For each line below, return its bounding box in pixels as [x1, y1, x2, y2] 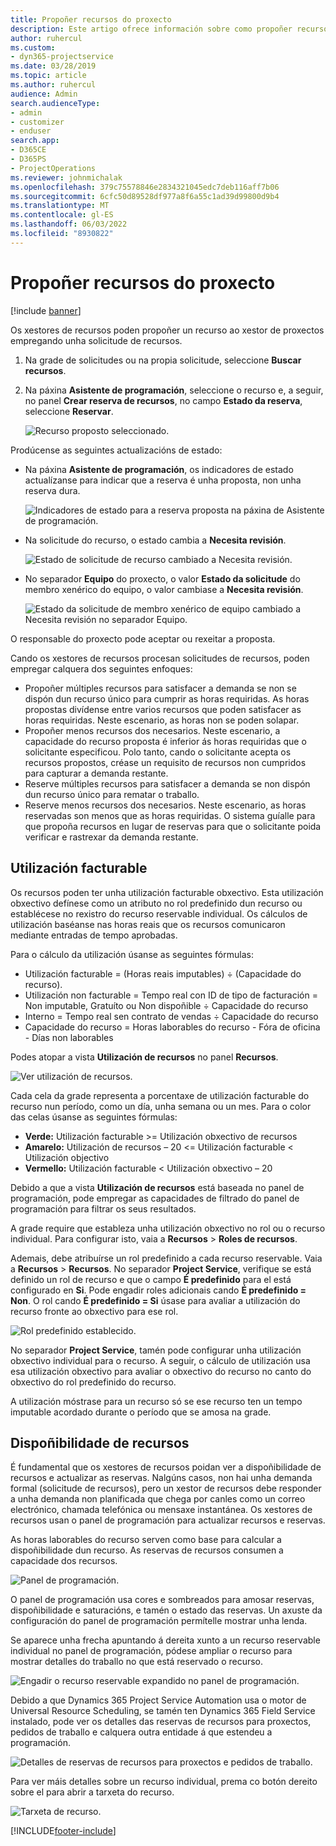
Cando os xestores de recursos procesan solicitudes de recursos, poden [10, 652, 310, 664]
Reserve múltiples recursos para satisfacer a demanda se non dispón [24, 777, 311, 790]
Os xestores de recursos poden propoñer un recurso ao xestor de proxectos [10, 324, 325, 336]
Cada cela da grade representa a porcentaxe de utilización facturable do [10, 1089, 310, 1101]
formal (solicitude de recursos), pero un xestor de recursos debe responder [10, 1482, 322, 1495]
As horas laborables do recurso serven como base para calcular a [10, 1534, 282, 1546]
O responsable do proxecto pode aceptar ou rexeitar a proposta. [10, 632, 276, 645]
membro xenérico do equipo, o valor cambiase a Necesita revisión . [24, 583, 304, 595]
